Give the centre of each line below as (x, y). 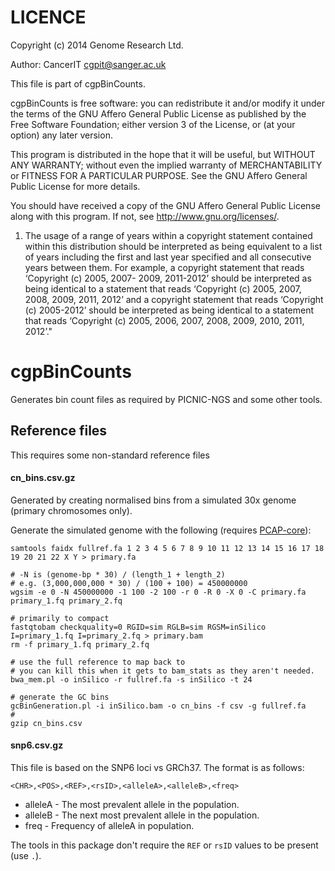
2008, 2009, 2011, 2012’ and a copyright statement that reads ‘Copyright (174, 299)
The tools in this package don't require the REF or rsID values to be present (164, 845)
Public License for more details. (75, 186)
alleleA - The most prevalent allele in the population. (132, 805)
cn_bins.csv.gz (43, 478)
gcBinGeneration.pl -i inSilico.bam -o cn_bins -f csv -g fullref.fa (158, 706)
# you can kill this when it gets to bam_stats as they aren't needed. (162, 671)
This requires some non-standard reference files (110, 455)
